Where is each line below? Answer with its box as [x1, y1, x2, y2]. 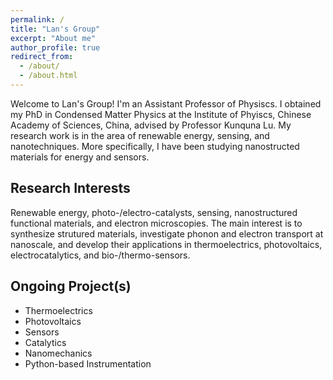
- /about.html [19, 71, 78, 81]
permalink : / [10, 14, 65, 25]
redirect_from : [10, 52, 74, 62]
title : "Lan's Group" [10, 24, 101, 34]
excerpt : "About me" [10, 33, 97, 43]
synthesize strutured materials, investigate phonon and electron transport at [10, 227, 324, 240]
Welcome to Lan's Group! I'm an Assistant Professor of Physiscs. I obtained [10, 97, 322, 110]
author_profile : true [10, 42, 101, 53]
